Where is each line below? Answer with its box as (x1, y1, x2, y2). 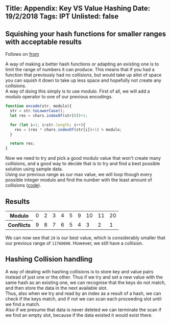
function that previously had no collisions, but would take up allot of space (5, 72, 162, 78)
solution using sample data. (5, 166, 63, 172)
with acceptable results (5, 37, 82, 46)
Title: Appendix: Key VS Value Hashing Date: (5, 4, 151, 13)
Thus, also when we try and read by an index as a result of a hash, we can (5, 290, 162, 296)
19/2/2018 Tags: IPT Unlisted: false (5, 12, 119, 21)
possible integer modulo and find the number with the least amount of (5, 177, 152, 183)
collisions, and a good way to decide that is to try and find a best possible (5, 161, 160, 167)
